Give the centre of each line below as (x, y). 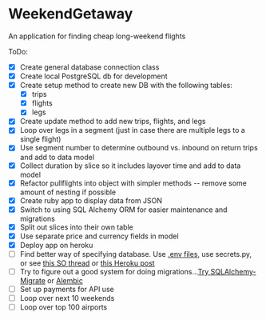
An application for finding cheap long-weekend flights (97, 36)
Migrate (33, 281)
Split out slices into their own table (76, 227)
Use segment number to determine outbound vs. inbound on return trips (139, 148)
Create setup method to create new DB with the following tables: (126, 86)
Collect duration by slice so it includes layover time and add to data (130, 166)
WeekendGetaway (71, 14)
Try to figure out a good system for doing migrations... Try (114, 272)
